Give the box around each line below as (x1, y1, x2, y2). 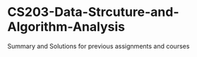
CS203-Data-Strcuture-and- (7, 4, 179, 20)
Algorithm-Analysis (7, 19, 126, 35)
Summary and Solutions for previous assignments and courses (7, 42, 190, 50)
